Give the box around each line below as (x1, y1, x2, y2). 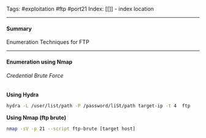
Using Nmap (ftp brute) (6, 114, 66, 121)
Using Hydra (6, 91, 39, 98)
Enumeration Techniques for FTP (6, 38, 90, 46)
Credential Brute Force (6, 72, 64, 79)
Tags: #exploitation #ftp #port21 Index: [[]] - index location (6, 5, 154, 12)
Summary (6, 24, 32, 32)
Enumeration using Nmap (6, 58, 72, 65)
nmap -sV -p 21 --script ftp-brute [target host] (6, 125, 136, 132)
